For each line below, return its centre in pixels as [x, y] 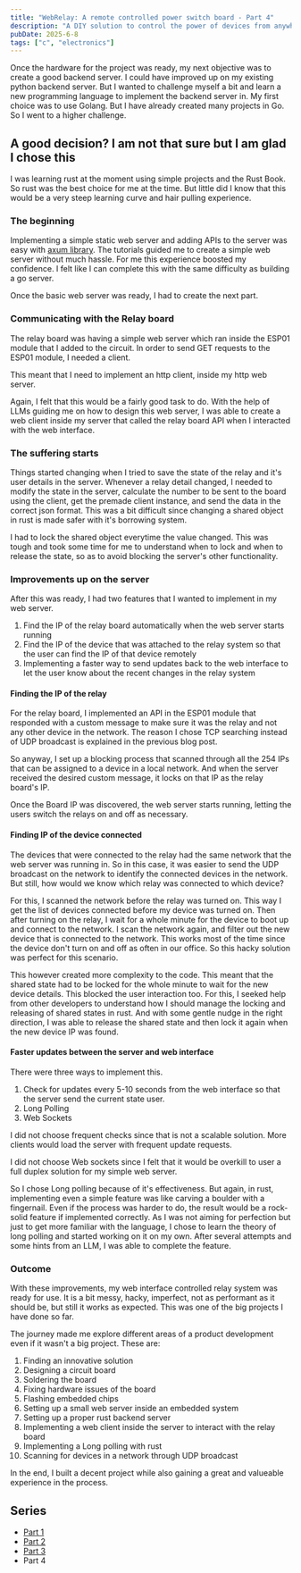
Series [29, 1510]
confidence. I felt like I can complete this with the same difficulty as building [150, 269]
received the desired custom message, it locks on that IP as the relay [137, 778]
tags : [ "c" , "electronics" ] [63, 42]
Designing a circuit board [69, 1370]
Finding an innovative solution [78, 1361]
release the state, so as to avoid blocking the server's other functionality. [144, 556]
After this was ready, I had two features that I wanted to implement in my [144, 598]
